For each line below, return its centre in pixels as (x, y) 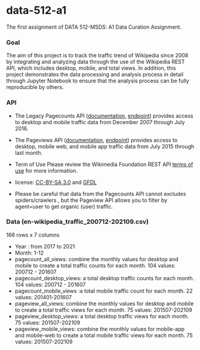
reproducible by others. (35, 87)
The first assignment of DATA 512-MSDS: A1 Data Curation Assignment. (94, 27)
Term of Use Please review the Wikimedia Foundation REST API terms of (104, 164)
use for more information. (46, 170)
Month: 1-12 (29, 253)
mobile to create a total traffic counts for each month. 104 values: (95, 265)
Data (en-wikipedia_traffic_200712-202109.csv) (78, 222)
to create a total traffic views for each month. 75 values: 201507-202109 (103, 310)
